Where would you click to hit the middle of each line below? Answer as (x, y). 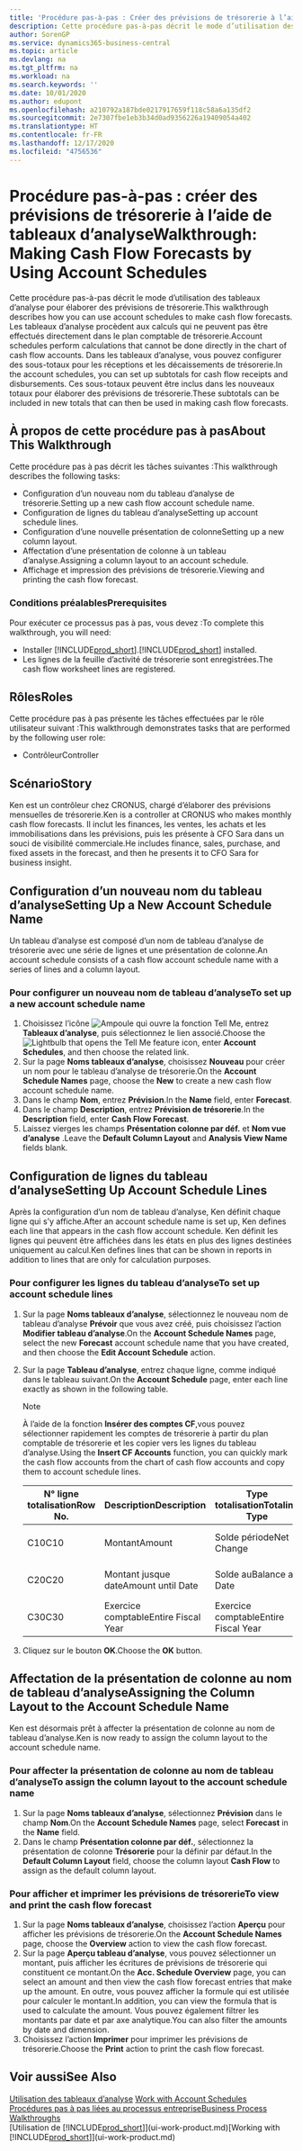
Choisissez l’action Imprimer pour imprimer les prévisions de (135, 2038)
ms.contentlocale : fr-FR (56, 135)
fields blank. (45, 1147)
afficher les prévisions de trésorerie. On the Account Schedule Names (152, 1934)
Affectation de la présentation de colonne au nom (151, 1678)
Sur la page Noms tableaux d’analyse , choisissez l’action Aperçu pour (154, 1924)
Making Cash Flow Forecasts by (131, 253)
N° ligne (61, 1493)
